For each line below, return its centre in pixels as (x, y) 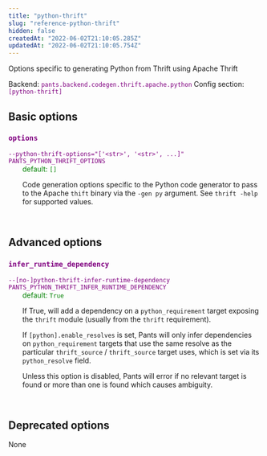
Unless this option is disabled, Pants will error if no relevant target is (135, 376)
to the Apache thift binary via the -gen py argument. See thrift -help (140, 193)
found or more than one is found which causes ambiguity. (118, 384)
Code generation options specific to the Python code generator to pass (140, 184)
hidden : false (32, 31)
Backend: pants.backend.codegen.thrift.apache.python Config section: (126, 84)
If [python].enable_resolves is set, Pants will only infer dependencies (138, 335)
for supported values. (58, 201)
